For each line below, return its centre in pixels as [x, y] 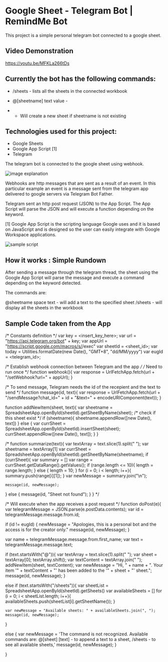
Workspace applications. [31, 235]
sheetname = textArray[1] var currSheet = [48, 449]
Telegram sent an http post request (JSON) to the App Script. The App [78, 204]
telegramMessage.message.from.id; [43, 515]
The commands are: [26, 293]
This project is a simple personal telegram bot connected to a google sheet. [83, 35]
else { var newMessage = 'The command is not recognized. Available [77, 634]
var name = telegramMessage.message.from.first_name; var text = [74, 539]
